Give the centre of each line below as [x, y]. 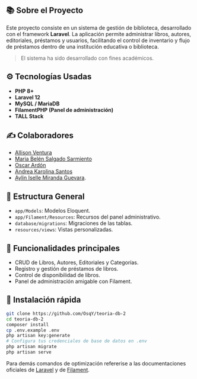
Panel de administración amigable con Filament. [73, 281]
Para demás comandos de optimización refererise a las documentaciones [96, 363]
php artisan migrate [32, 347]
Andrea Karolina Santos [44, 172]
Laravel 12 [27, 97]
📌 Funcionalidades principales [63, 248]
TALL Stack [29, 116]
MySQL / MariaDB [37, 104]
